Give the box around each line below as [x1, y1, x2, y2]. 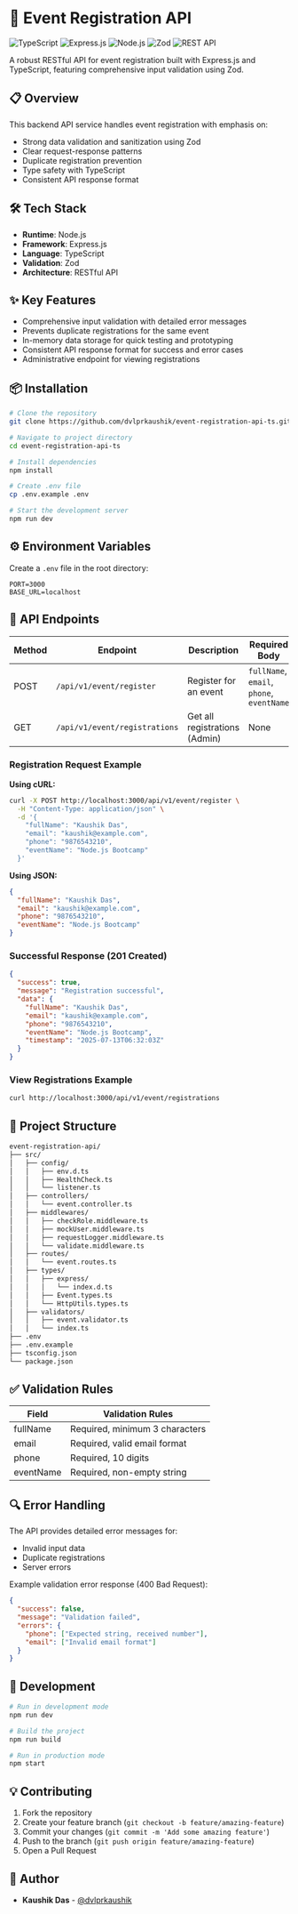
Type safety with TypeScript [21, 165, 126, 175]
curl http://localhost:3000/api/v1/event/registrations [9, 1094, 220, 1103]
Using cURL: [9, 778, 56, 790]
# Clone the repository [9, 409, 98, 418]
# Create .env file [9, 482, 82, 491]
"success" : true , [17, 978, 82, 987]
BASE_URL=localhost [9, 587, 82, 597]
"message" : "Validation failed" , [17, 1613, 141, 1622]
